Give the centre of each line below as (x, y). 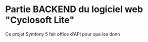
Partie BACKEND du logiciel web (74, 9)
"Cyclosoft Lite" (40, 20)
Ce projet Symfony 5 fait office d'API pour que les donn (63, 34)
